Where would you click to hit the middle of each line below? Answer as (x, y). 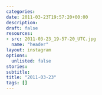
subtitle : (18, 72)
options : (17, 55)
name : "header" (30, 45)
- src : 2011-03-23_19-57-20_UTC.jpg (51, 39)
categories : (21, 12)
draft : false (22, 28)
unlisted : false (31, 61)
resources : (19, 34)
